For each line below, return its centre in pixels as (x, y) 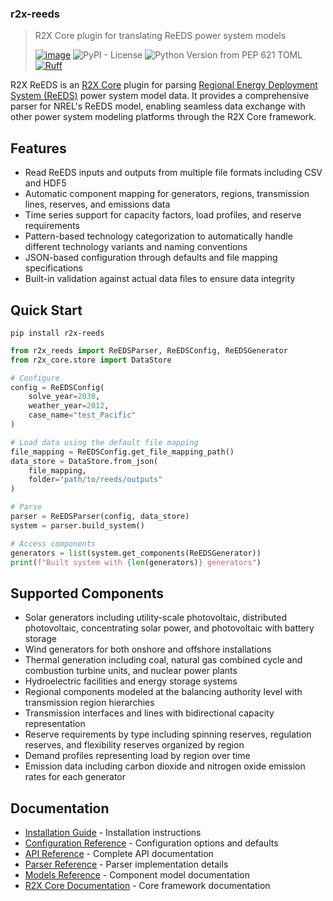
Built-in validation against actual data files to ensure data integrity (160, 279)
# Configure (35, 378)
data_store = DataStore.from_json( (84, 461)
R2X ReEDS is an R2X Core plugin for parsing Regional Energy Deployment (164, 85)
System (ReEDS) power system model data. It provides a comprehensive (160, 96)
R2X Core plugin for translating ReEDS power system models (160, 36)
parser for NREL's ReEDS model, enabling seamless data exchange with (158, 106)
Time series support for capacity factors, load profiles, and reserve (163, 215)
